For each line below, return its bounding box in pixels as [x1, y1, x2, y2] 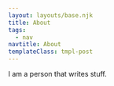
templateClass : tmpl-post [8, 48, 93, 56]
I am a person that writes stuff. [8, 70, 108, 78]
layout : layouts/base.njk [8, 11, 93, 20]
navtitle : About [8, 41, 61, 48]
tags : [8, 26, 26, 34]
